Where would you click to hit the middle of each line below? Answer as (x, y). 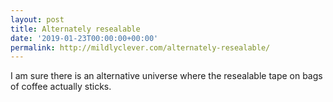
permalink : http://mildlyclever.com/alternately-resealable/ (140, 47)
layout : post (37, 19)
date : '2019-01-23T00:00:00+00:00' (84, 38)
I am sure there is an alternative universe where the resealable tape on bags (166, 76)
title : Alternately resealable (75, 29)
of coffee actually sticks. (61, 87)
